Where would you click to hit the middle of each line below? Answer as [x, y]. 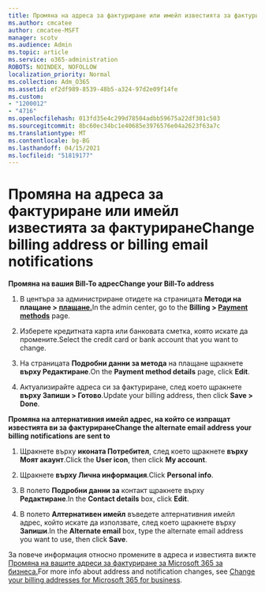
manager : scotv [33, 38]
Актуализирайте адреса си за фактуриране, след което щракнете [131, 387]
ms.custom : [26, 97]
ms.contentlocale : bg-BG [49, 140]
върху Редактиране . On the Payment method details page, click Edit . [134, 372]
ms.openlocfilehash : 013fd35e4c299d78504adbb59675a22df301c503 [114, 119]
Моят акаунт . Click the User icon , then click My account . [113, 460]
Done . [30, 404]
